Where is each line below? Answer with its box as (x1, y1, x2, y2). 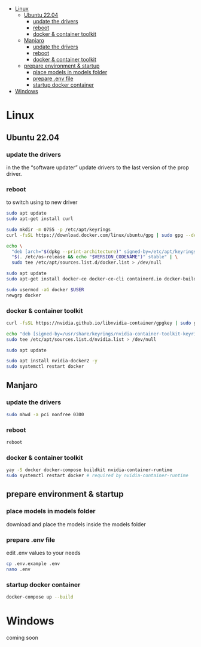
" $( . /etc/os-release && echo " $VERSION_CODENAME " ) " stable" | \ (11, 254, 178, 260)
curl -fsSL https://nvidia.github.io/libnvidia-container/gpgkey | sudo (6, 320, 191, 326)
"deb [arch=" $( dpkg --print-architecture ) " (11, 248, 121, 255)
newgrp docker (6, 292, 42, 298)
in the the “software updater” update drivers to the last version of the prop (6, 164, 190, 171)
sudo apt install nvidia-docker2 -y (6, 358, 98, 364)
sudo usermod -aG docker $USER (6, 286, 84, 292)
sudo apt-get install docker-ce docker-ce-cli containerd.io (6, 276, 162, 282)
